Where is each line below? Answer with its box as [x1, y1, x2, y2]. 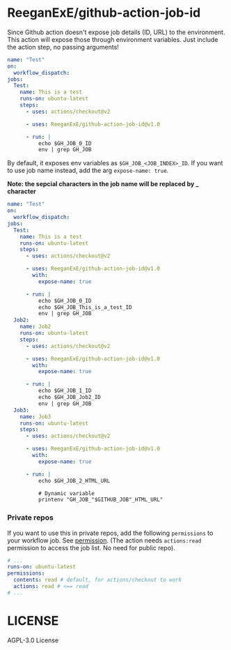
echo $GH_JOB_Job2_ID [38, 394, 101, 401]
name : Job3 [19, 413, 51, 420]
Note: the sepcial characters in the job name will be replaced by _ [7, 180, 199, 188]
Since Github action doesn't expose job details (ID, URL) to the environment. [7, 28, 225, 36]
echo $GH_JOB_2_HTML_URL [38, 477, 111, 484]
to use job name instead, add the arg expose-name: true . [7, 166, 169, 175]
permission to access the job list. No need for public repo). [7, 543, 175, 552]
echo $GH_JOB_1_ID [38, 387, 92, 395]
